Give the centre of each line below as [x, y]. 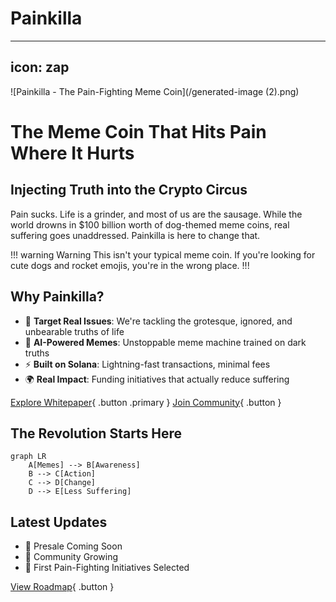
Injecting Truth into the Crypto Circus [129, 190]
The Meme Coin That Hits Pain [138, 131]
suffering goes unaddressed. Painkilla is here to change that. [135, 235]
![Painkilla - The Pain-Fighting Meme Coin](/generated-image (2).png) [155, 91]
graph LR [28, 457]
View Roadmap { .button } [62, 587]
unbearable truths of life [74, 331]
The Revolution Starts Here [96, 433]
